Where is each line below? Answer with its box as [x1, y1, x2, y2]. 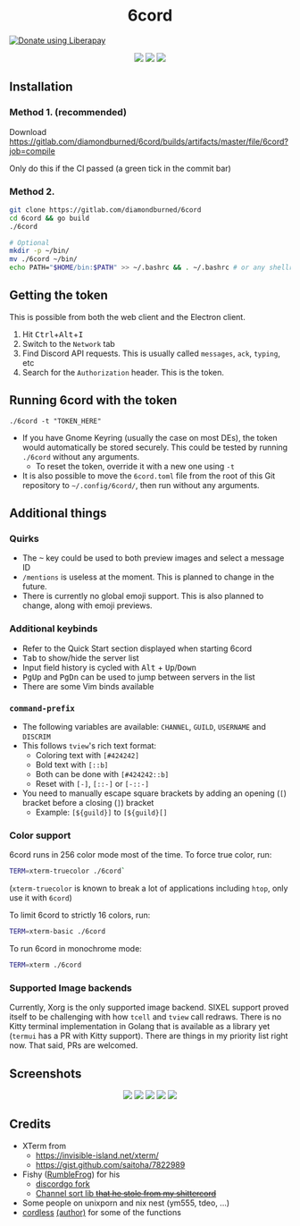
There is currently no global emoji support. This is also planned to [21, 591, 264, 602]
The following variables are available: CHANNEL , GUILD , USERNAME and [21, 721, 266, 731]
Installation [9, 80, 73, 95]
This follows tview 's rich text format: [21, 740, 157, 751]
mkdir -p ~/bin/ [9, 247, 70, 256]
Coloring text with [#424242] [35, 749, 140, 760]
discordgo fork [35, 1178, 91, 1189]
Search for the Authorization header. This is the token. [21, 367, 225, 377]
